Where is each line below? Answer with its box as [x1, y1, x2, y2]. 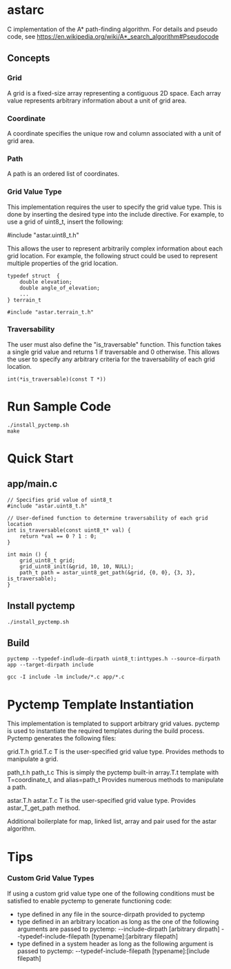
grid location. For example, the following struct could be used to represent [7, 251, 218, 260]
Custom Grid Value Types [7, 873, 94, 883]
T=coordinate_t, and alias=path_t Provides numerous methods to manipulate [7, 776, 224, 784]
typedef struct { [7, 272, 60, 279]
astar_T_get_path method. [7, 804, 81, 812]
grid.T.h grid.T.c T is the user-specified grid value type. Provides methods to [7, 748, 225, 756]
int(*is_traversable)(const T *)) [7, 376, 107, 383]
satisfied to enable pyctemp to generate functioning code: [7, 896, 172, 905]
